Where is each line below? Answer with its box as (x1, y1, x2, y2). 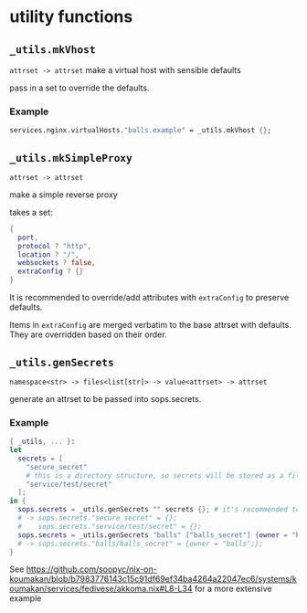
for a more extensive (195, 583, 272, 595)
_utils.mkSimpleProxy (9, 151, 132, 164)
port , (17, 233, 39, 242)
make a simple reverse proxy (9, 189, 119, 200)
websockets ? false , (17, 259, 96, 268)
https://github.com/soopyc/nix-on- (26, 564, 157, 575)
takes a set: (9, 206, 53, 217)
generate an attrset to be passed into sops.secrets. (9, 393, 202, 404)
